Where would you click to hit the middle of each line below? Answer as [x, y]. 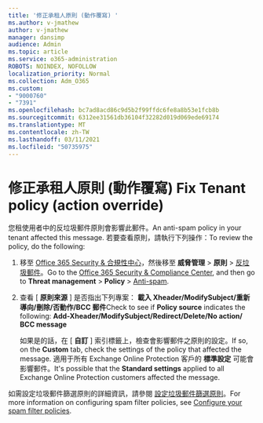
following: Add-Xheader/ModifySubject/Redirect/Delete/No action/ [131, 316]
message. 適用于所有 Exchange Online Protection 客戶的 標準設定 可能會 [136, 359]
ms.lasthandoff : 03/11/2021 [54, 139]
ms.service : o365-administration [63, 60]
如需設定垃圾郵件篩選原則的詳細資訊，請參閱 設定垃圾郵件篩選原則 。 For [124, 394]
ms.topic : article [38, 52]
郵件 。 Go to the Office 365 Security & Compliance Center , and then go [141, 272]
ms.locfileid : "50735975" [50, 147]
